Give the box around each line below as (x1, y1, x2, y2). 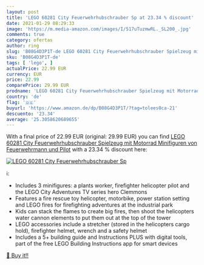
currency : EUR (6, 71, 42, 77)
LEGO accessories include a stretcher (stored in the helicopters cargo (15, 221, 190, 228)
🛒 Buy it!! (6, 252, 29, 259)
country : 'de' (6, 94, 42, 100)
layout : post (6, 9, 39, 15)
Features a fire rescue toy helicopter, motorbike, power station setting (15, 195, 190, 202)
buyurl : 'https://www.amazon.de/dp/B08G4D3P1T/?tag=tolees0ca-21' (6, 105, 178, 111)
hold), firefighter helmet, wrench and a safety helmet (15, 227, 148, 235)
